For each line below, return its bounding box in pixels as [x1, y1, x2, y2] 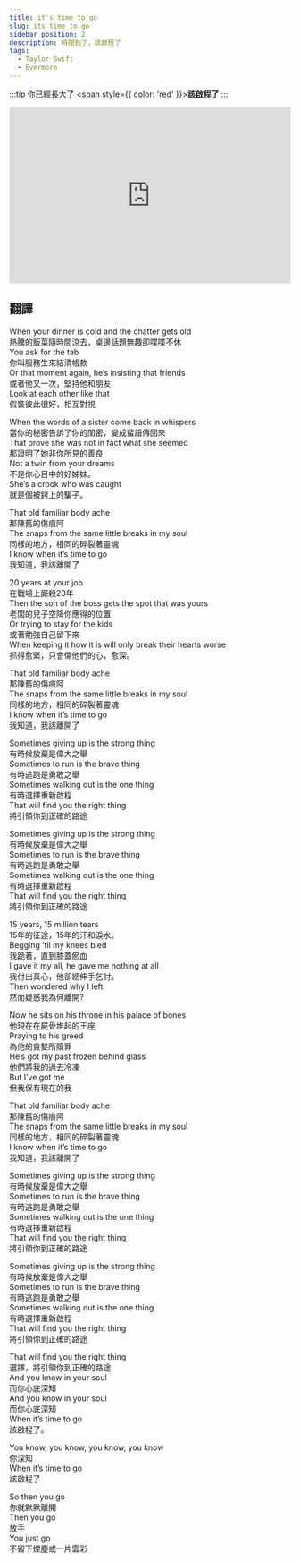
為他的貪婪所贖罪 [9, 1040, 72, 1052]
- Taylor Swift [17, 55, 74, 64]
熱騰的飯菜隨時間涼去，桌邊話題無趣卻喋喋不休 [9, 337, 181, 347]
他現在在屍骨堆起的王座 [9, 1020, 96, 1030]
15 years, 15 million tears [9, 918, 99, 929]
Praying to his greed [9, 1030, 84, 1041]
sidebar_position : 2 [9, 30, 87, 38]
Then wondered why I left [9, 981, 104, 992]
